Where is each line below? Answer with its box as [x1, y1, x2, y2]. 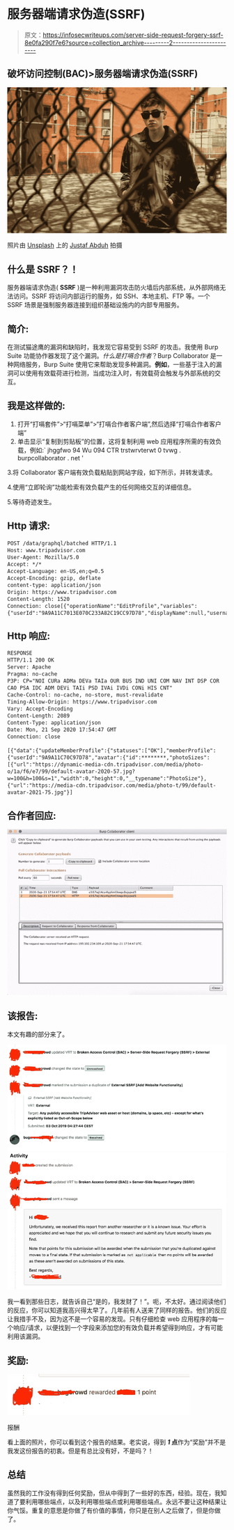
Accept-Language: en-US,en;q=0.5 [7, 568, 104, 575]
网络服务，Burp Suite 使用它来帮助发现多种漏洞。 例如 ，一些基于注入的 [13, 360, 216, 369]
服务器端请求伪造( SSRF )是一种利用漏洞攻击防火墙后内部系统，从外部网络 [7, 283, 220, 292]
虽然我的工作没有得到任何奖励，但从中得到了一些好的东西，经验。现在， [7, 1488, 214, 1497]
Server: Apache [7, 664, 52, 671]
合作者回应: [7, 809, 57, 822]
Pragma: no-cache [7, 671, 58, 678]
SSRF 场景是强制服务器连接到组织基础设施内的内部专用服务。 [7, 301, 183, 309]
